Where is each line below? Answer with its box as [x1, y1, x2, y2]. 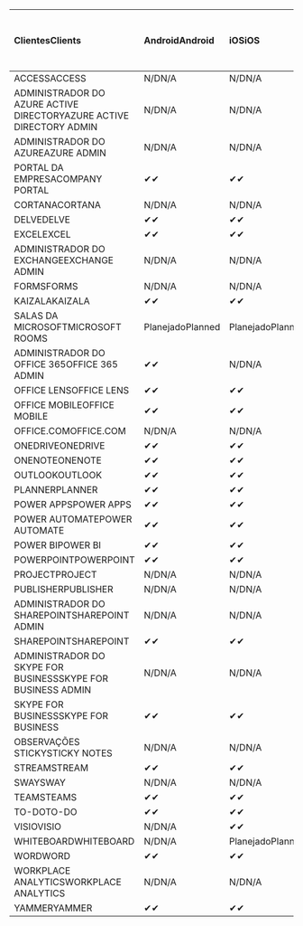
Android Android [143, 34, 215, 46]
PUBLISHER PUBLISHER [14, 583, 115, 595]
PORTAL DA [14, 162, 65, 174]
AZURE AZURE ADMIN [14, 146, 106, 159]
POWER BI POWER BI [14, 539, 102, 551]
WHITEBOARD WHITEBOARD [14, 836, 135, 847]
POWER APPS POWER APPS [14, 498, 133, 510]
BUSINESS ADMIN [14, 684, 92, 695]
